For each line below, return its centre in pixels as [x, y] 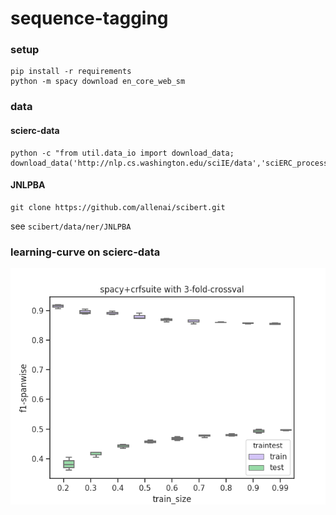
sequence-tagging [89, 18]
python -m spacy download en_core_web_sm [98, 82]
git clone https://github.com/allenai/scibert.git [118, 207]
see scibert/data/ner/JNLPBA [71, 226]
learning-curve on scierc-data [85, 252]
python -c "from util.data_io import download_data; [122, 153]
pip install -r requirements [71, 72]
